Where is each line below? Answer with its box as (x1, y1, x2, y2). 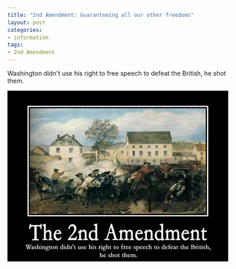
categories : (7, 26, 42, 33)
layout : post (7, 18, 46, 26)
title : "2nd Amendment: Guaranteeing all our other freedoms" (7, 11, 194, 18)
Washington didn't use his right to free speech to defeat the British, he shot (7, 69, 226, 77)
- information (7, 34, 49, 41)
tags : (7, 41, 23, 49)
